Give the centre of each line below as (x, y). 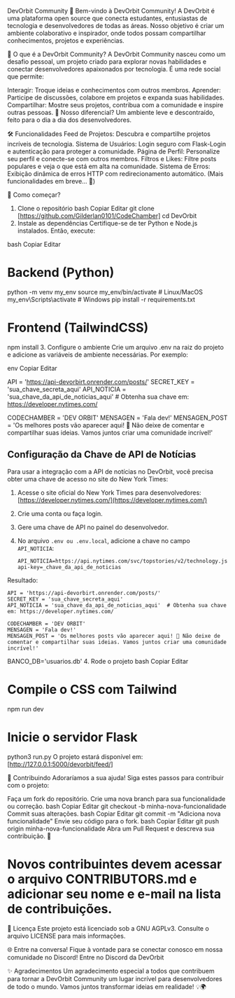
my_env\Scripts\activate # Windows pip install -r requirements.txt (101, 299)
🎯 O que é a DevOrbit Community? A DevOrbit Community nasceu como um (116, 54)
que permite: (26, 76)
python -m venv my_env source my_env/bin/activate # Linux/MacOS (105, 292)
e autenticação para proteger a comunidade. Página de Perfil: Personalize (114, 151)
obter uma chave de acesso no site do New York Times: (88, 479)
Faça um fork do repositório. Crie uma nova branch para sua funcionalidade (116, 798)
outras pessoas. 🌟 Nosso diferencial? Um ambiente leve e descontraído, (111, 112)
